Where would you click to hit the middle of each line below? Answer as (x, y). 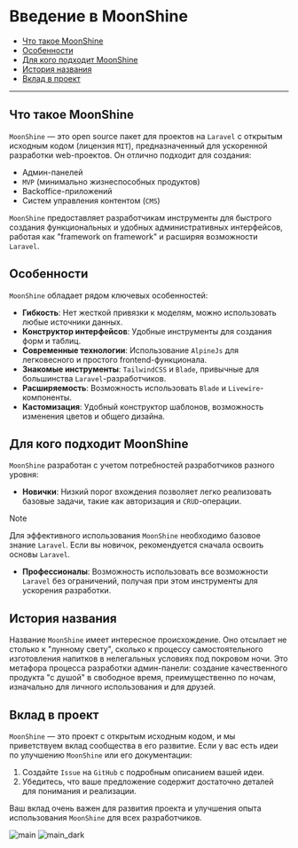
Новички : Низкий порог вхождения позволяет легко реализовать (147, 492)
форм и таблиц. (51, 341)
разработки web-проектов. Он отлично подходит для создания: (130, 155)
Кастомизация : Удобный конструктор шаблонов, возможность (143, 406)
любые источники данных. (72, 322)
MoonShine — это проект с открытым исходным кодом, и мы (122, 736)
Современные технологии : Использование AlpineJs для (130, 350)
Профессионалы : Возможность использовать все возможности (145, 572)
